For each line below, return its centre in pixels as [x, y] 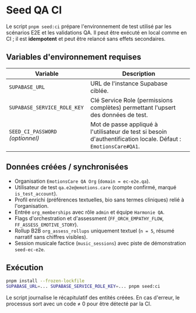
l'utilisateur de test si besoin [129, 131]
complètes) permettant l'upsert [133, 107]
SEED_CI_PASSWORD [33, 131]
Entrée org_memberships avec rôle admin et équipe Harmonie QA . [90, 212]
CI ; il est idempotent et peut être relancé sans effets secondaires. [86, 39]
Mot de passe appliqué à [124, 124]
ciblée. [99, 91]
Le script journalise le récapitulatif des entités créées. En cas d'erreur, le [93, 298]
